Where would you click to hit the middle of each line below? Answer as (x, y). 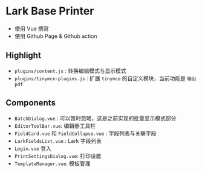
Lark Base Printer (50, 11)
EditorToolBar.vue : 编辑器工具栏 (55, 125)
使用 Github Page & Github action (56, 36)
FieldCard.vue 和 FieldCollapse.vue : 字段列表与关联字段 (85, 133)
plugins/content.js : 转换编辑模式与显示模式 (70, 71)
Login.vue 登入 (33, 148)
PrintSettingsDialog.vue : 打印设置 (58, 156)
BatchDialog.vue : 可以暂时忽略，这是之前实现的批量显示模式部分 (95, 118)
